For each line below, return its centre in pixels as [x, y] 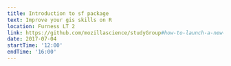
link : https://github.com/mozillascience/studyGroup [84, 33]
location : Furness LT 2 [41, 26]
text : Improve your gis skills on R [59, 20]
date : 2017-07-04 [32, 39]
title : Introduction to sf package [58, 13]
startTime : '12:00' [35, 45]
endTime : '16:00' [32, 52]
